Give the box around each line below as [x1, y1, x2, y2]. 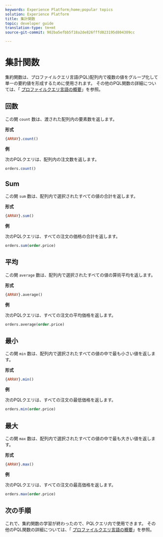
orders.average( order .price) [5, 322, 65, 327]
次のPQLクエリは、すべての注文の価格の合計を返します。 [5, 234, 120, 240]
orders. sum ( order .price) [5, 243, 56, 248]
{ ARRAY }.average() [5, 292, 43, 297]
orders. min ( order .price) [5, 407, 56, 412]
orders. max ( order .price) [5, 491, 56, 496]
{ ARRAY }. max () [5, 462, 34, 467]
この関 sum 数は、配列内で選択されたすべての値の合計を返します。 [5, 193, 138, 199]
